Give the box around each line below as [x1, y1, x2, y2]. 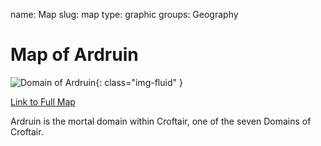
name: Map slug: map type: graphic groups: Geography [10, 9, 239, 20]
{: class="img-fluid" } [95, 76, 183, 88]
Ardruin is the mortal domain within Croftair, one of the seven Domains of [10, 115, 312, 127]
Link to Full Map [10, 95, 76, 108]
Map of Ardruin [10, 44, 139, 66]
